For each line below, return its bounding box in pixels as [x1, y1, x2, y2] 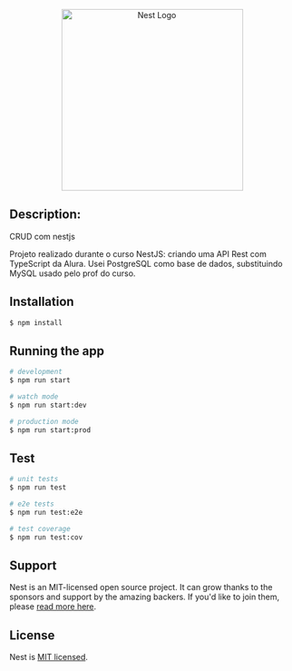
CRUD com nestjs [9, 231, 75, 242]
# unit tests [9, 475, 59, 484]
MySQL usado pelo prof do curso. [9, 268, 136, 279]
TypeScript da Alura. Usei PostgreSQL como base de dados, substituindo [9, 258, 283, 269]
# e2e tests [9, 499, 54, 508]
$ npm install [9, 318, 63, 327]
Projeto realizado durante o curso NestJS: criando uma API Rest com [9, 248, 268, 259]
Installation [9, 294, 74, 310]
